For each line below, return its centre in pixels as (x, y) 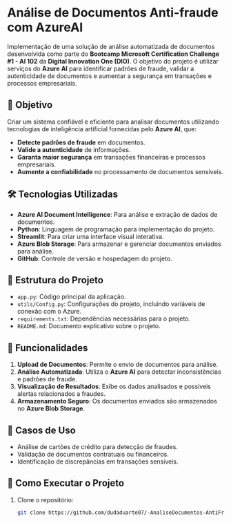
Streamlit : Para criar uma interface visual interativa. (90, 236)
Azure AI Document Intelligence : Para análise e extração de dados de (117, 214)
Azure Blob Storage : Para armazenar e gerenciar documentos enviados (119, 244)
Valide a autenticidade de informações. (74, 149)
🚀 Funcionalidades (48, 348)
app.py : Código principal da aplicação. (71, 297)
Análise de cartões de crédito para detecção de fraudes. (97, 447)
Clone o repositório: (45, 500)
